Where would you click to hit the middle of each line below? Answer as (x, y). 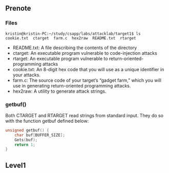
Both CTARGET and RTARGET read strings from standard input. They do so (84, 115)
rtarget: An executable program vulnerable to (60, 58)
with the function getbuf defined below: (47, 121)
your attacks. (27, 75)
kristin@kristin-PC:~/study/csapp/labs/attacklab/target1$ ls (73, 34)
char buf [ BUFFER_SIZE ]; (40, 135)
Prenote (18, 8)
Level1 (16, 165)
